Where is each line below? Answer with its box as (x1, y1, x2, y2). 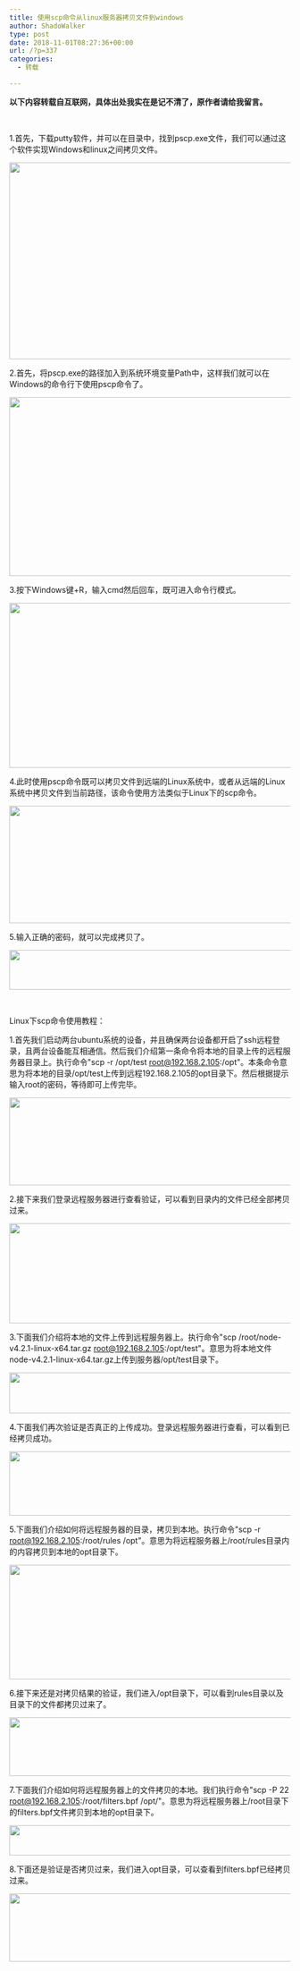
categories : (9, 55, 54, 63)
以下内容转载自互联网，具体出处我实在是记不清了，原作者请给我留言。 (9, 96, 268, 107)
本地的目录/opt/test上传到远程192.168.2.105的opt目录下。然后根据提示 (32, 1068, 289, 1079)
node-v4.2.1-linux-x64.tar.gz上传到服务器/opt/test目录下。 (9, 1354, 223, 1365)
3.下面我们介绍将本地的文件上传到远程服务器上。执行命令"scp (9, 1332, 237, 1342)
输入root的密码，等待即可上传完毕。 (9, 1079, 142, 1089)
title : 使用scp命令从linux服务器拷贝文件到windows (9, 13, 185, 22)
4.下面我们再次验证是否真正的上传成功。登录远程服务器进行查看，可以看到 (9, 1421, 283, 1432)
